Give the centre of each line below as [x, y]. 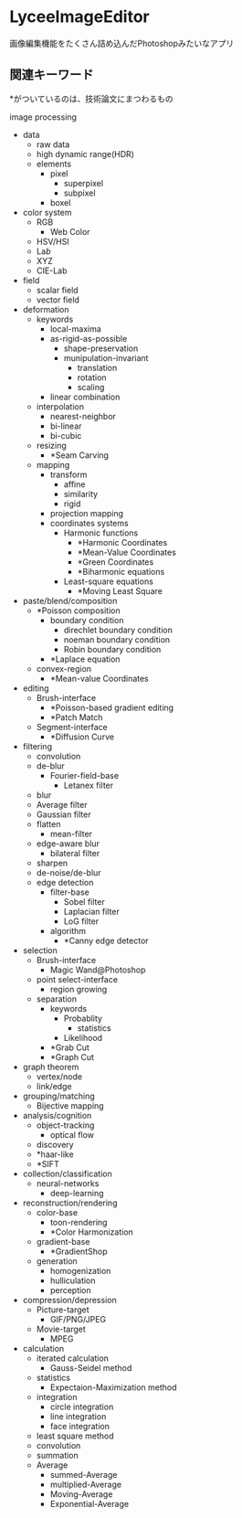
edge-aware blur [68, 844]
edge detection [65, 882]
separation [57, 999]
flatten [48, 823]
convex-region [64, 668]
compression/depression [69, 1300]
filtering [37, 746]
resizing [51, 445]
